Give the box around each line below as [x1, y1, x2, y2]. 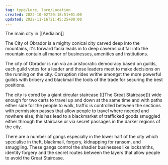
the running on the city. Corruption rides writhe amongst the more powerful [5, 71, 161, 77]
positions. [5, 82, 26, 88]
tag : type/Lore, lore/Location [5, 7, 71, 13]
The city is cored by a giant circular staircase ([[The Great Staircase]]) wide [5, 92, 162, 98]
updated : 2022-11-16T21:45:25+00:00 [5, 17, 82, 22]
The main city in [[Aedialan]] [5, 31, 64, 37]
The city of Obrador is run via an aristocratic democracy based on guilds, [5, 61, 157, 67]
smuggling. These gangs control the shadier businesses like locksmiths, [5, 144, 154, 150]
